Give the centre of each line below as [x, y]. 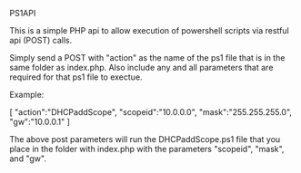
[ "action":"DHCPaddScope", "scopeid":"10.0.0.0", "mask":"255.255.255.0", [151, 112]
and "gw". [28, 159]
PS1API [23, 13]
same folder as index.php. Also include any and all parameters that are [141, 67]
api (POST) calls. [41, 40]
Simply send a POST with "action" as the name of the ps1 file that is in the [147, 58]
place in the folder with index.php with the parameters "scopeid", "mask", [147, 149]
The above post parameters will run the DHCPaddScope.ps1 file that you [145, 139]
